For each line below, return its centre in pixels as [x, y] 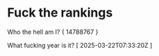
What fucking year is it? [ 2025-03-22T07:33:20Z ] [80, 45]
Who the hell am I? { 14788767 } [53, 32]
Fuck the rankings [60, 13]
